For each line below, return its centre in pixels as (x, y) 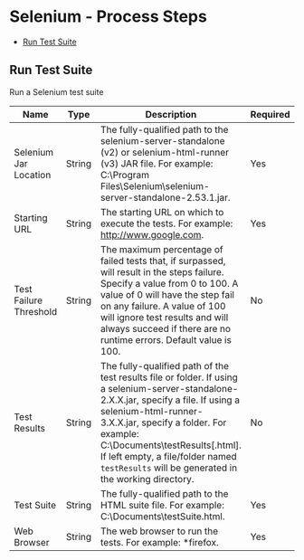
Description (171, 114)
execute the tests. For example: (166, 223)
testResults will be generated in (169, 468)
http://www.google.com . (152, 234)
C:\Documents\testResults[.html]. (171, 445)
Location (33, 175)
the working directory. (147, 479)
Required (271, 114)
